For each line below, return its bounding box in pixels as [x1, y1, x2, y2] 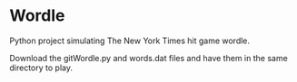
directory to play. [9, 62, 73, 73]
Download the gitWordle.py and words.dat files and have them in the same [9, 52, 288, 63]
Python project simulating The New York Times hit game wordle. [9, 35, 251, 46]
